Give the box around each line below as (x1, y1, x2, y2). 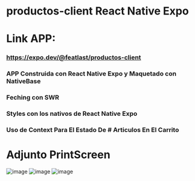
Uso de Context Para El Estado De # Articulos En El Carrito (6, 125, 179, 134)
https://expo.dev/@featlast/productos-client (6, 53, 141, 62)
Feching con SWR (6, 94, 59, 102)
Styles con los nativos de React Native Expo (6, 110, 138, 118)
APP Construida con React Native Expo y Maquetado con (6, 69, 177, 78)
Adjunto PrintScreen (6, 148, 110, 162)
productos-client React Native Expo (6, 4, 189, 18)
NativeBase (6, 77, 41, 86)
